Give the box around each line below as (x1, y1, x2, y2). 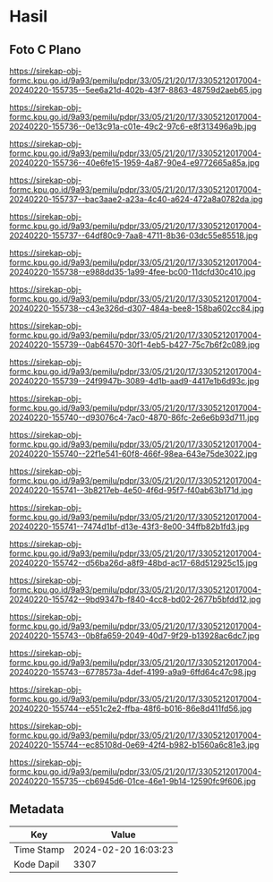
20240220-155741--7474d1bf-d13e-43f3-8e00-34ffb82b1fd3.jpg (9, 521, 250, 532)
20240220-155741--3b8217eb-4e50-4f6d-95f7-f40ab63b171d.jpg (9, 485, 253, 495)
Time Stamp (13, 843, 65, 856)
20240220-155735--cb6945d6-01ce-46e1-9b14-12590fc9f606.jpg (9, 776, 257, 786)
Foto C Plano (9, 42, 81, 57)
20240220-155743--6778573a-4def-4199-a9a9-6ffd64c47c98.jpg (9, 667, 257, 677)
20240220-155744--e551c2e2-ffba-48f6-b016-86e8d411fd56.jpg (9, 703, 252, 714)
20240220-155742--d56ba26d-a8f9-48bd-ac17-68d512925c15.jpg (9, 558, 258, 568)
